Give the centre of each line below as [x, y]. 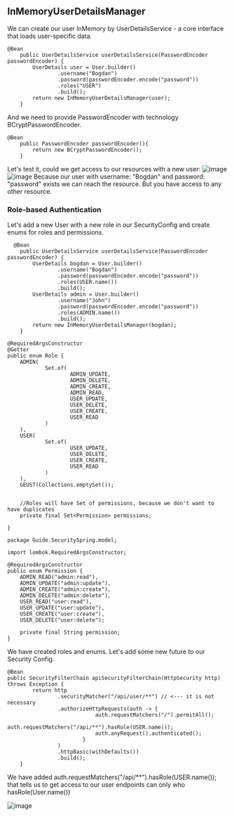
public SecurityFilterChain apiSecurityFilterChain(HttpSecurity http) [114, 678]
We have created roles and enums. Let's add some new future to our [106, 652]
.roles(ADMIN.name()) [89, 313]
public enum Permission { [45, 571]
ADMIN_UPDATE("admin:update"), [66, 583]
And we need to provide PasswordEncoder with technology [93, 117]
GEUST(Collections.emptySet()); [67, 485]
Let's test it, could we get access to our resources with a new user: [104, 169]
